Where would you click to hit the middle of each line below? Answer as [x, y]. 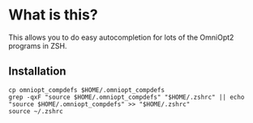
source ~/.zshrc [36, 111]
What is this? [54, 15]
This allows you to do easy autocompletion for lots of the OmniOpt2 [121, 37]
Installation [37, 72]
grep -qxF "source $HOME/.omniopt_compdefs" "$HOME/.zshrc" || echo [126, 97]
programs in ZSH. [38, 45]
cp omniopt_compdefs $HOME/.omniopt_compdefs [86, 90]
